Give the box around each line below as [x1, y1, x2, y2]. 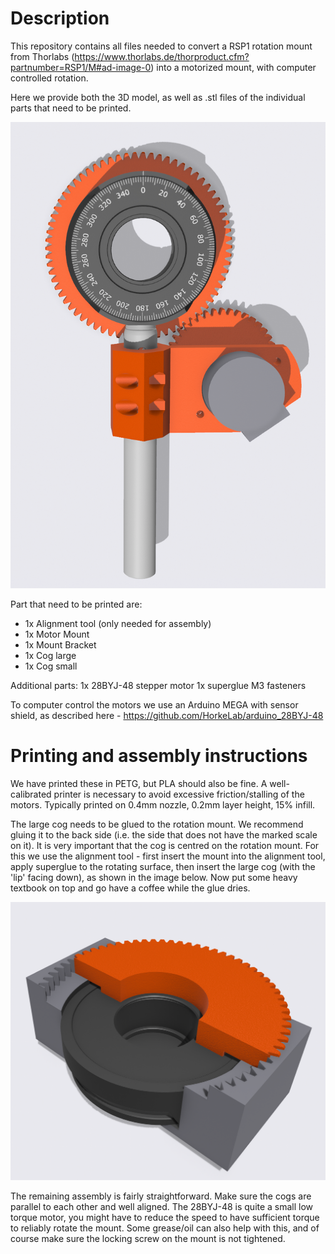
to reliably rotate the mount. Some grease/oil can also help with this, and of [10, 1222, 320, 1234]
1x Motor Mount [24, 628, 90, 640]
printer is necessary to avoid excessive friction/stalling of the [53, 788, 305, 800]
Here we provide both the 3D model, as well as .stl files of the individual [10, 91, 306, 103]
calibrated [10, 788, 52, 800]
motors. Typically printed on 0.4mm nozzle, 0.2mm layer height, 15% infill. [10, 798, 316, 811]
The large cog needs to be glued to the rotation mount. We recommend [10, 818, 304, 830]
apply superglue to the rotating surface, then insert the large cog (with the [10, 860, 316, 872]
